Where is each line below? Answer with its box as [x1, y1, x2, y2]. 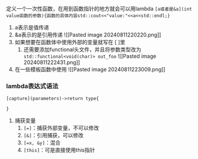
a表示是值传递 [14, 24, 49, 31]
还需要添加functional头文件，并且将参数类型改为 [23, 46, 142, 53]
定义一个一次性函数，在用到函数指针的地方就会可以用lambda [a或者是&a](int [6, 5, 192, 12]
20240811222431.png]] [23, 59, 80, 66]
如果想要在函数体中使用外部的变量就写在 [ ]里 [14, 39, 125, 45]
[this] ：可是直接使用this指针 [23, 147, 96, 154]
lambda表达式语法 [6, 82, 59, 90]
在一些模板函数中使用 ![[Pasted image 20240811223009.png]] [14, 66, 165, 72]
